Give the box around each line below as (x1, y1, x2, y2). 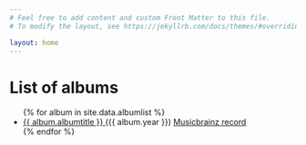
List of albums (9, 77, 119, 98)
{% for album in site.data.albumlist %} (22, 107, 166, 118)
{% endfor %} (22, 126, 76, 137)
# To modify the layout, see (9, 22, 120, 31)
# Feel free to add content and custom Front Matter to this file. (9, 13, 271, 23)
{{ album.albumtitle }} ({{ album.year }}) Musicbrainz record (22, 117, 247, 128)
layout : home (9, 38, 59, 47)
